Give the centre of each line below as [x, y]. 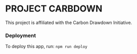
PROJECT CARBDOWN [54, 9]
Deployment [21, 35]
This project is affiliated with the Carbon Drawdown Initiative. [69, 22]
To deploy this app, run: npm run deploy [46, 46]
